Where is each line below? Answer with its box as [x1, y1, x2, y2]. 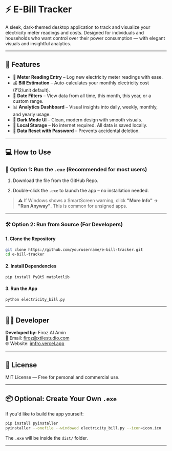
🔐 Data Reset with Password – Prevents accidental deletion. [12, 128, 140, 134]
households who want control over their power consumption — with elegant [5, 35, 165, 41]
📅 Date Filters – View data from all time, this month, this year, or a [12, 93, 152, 99]
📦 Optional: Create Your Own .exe [5, 394, 117, 403]
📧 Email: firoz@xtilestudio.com [5, 335, 70, 341]
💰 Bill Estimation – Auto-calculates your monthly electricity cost [12, 80, 149, 86]
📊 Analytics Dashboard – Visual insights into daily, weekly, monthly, [12, 103, 158, 110]
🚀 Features [5, 60, 40, 69]
